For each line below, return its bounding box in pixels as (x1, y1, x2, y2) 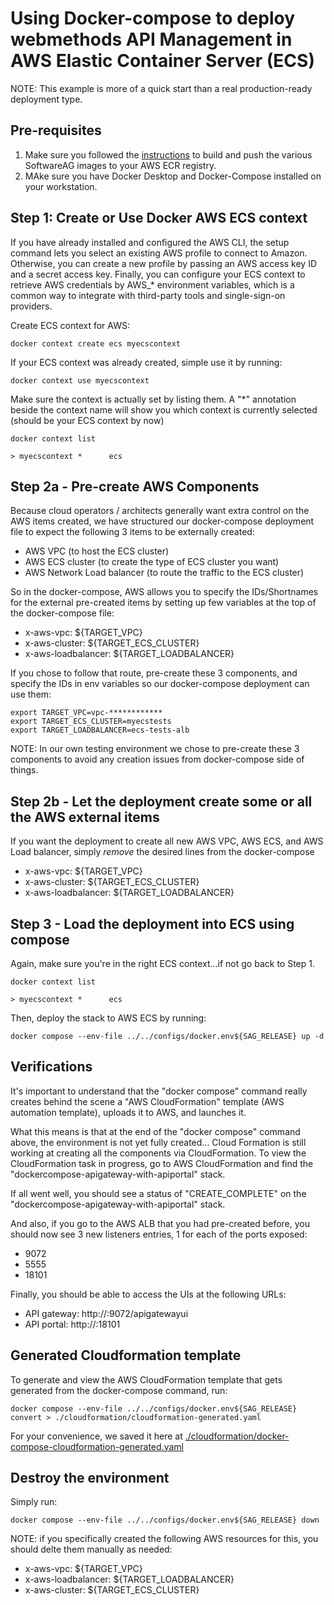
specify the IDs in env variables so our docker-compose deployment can (10, 678, 310, 690)
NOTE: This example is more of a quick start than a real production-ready (10, 82, 313, 94)
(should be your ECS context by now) (10, 414, 165, 426)
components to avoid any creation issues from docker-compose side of (10, 753, 305, 766)
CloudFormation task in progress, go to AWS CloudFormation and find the (10, 1157, 314, 1169)
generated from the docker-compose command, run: (10, 1384, 228, 1396)
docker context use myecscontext (10, 375, 150, 386)
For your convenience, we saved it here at (10, 1430, 183, 1442)
